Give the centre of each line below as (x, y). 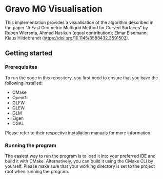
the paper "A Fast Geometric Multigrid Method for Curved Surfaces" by (77, 27)
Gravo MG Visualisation (54, 9)
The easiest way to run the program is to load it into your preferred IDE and (81, 156)
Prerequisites (21, 67)
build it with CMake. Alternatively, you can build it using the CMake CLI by (79, 161)
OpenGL (20, 97)
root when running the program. (37, 171)
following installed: (24, 83)
